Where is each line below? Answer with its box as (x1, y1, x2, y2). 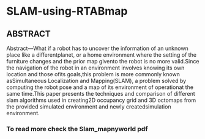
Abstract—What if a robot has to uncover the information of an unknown (6, 45, 188, 52)
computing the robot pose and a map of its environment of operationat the (6, 84, 194, 91)
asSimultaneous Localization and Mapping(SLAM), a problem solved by (6, 77, 187, 84)
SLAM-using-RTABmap (6, 4, 128, 18)
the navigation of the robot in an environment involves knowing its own (6, 64, 185, 71)
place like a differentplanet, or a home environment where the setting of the (6, 51, 197, 59)
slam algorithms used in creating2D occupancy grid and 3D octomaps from (6, 96, 196, 104)
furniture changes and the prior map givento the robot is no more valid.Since (6, 58, 199, 65)
